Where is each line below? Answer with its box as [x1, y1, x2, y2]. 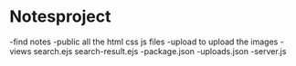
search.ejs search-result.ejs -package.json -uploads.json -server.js [33, 45, 287, 56]
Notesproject [9, 6, 111, 27]
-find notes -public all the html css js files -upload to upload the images [9, 36, 279, 47]
